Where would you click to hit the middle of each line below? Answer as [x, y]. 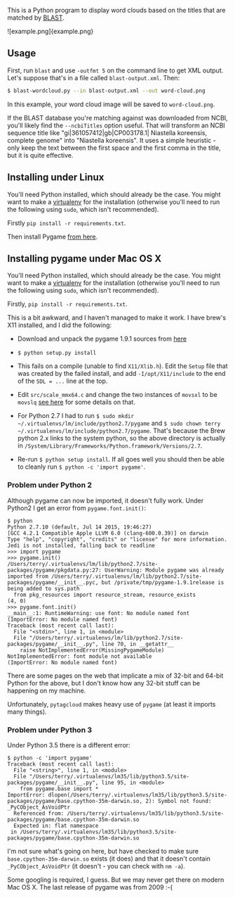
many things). [27, 712]
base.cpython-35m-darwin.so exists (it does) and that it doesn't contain [109, 859]
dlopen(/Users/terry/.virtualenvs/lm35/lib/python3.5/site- [138, 795]
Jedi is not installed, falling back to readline [81, 545]
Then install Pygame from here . [53, 236]
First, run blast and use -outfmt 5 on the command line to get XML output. [115, 70]
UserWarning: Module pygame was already [164, 570]
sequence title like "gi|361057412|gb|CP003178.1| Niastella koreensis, [107, 132]
